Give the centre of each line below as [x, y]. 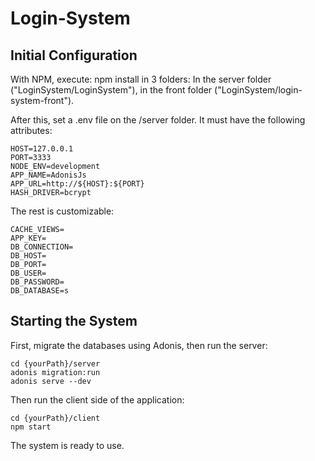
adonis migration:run [55, 372]
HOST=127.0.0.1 [42, 149]
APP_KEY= [28, 238]
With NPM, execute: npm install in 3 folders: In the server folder [141, 79]
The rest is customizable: [62, 211]
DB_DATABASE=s [40, 291]
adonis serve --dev [51, 381]
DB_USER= [28, 273]
